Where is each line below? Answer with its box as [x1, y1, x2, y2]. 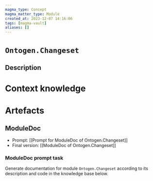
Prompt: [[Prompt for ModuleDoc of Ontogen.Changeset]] [12, 137, 128, 143]
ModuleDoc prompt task [5, 154, 64, 161]
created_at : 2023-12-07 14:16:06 [5, 16, 73, 21]
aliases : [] [5, 25, 29, 30]
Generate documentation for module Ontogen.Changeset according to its [5, 165, 148, 171]
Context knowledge [5, 83, 86, 94]
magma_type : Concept [5, 7, 47, 12]
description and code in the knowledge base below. [5, 171, 108, 177]
